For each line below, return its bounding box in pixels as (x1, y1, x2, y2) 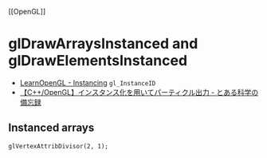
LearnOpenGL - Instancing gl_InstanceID (19, 77, 156, 87)
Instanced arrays (8, 121, 95, 135)
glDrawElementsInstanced (8, 52, 188, 70)
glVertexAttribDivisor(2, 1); (8, 142, 109, 150)
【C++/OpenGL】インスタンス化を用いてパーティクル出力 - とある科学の (19, 87, 259, 97)
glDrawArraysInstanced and (8, 35, 198, 53)
